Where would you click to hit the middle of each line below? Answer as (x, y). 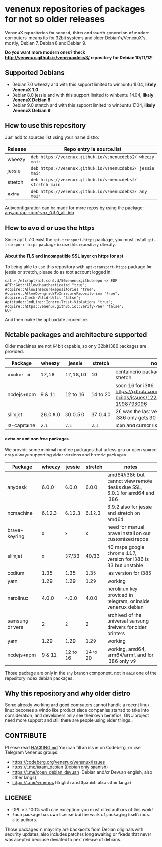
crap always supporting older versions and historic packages (66, 455)
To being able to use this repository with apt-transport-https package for (79, 267)
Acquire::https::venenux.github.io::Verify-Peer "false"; (64, 306)
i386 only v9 (122, 661)
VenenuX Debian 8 (31, 100)
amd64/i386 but (126, 475)
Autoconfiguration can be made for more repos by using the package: (74, 208)
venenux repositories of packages (75, 9)
